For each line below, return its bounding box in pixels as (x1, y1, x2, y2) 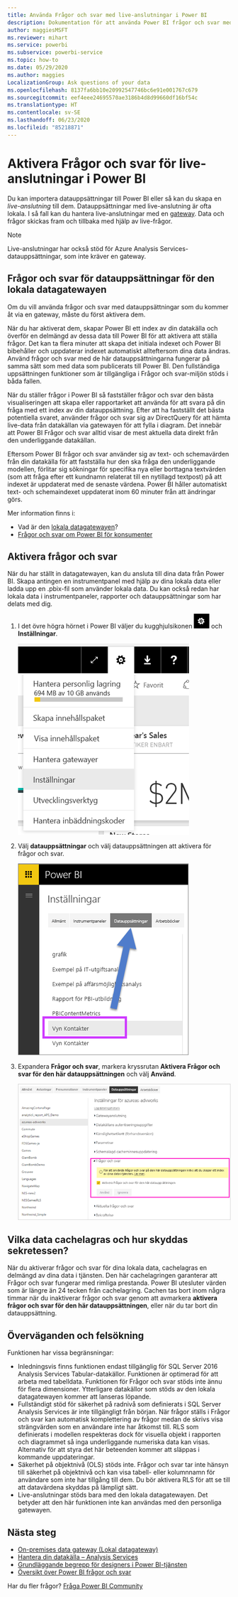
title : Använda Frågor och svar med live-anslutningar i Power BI (7, 11, 208, 18)
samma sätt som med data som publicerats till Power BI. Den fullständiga (7, 361, 220, 370)
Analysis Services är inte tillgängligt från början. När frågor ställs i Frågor (17, 1408, 230, 1416)
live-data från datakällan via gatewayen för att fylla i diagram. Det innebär (7, 420, 222, 429)
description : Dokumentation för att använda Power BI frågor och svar (7, 18, 220, 26)
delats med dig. (7, 599, 53, 608)
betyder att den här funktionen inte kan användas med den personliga (17, 1498, 222, 1507)
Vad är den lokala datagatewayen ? (17, 523, 118, 531)
